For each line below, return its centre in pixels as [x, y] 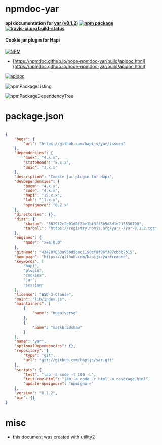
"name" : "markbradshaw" [57, 327]
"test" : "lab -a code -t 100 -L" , [60, 374]
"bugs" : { [25, 139]
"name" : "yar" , [30, 341]
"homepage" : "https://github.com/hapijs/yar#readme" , [72, 257]
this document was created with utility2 [54, 437]
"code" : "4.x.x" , [42, 191]
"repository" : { [32, 351]
